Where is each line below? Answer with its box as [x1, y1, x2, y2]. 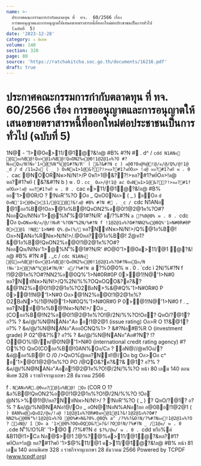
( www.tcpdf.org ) [6, 453, 47, 460]
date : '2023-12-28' [6, 31, 55, 37]
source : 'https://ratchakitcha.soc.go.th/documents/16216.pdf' [6, 59, 167, 65]
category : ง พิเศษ [6, 36, 47, 42]
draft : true [6, 64, 36, 70]
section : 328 [6, 48, 39, 54]
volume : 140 [6, 42, 36, 48]
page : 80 [6, 53, 28, 59]
